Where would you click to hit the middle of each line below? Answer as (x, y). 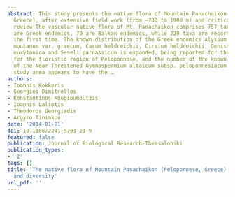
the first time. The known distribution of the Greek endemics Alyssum (120, 40)
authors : (20, 79)
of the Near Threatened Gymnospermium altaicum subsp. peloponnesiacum (120, 66)
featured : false (31, 137)
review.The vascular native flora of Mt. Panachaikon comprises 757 (115, 27)
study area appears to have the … (64, 72)
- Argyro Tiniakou (34, 117)
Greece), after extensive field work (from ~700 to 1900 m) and (109, 20)
